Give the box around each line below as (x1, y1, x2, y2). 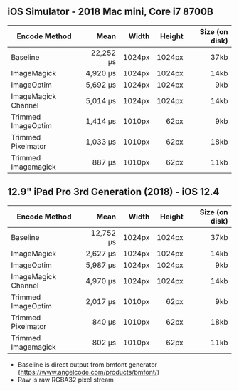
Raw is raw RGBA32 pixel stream (17, 375, 114, 384)
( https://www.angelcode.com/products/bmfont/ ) (17, 367, 160, 376)
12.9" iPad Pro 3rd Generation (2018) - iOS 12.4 (7, 186, 220, 198)
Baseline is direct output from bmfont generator (17, 360, 158, 369)
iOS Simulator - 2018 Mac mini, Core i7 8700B (7, 6, 213, 18)
